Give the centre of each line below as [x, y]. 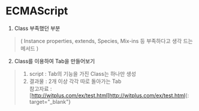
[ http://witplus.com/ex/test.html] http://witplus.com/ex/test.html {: [109, 95]
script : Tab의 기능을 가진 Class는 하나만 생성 [82, 73]
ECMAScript [37, 11]
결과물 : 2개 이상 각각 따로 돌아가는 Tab [75, 81]
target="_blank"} [50, 101]
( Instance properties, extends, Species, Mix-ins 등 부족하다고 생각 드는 [106, 41]
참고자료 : [40, 88]
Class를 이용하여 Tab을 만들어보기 [55, 61]
